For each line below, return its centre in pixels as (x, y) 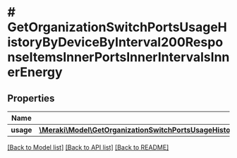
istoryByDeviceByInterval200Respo (115, 42)
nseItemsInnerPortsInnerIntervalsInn (119, 57)
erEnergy (35, 72)
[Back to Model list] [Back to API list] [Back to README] (88, 147)
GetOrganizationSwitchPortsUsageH (117, 27)
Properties (31, 98)
